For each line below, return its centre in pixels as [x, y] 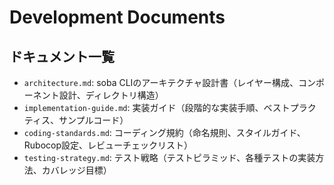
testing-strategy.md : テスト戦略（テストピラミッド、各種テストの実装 [169, 157]
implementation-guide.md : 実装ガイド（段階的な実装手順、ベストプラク [170, 107]
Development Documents [117, 17]
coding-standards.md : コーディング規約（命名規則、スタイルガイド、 [164, 132]
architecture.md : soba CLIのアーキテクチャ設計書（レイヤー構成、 [161, 82]
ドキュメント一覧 [62, 56]
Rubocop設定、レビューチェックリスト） [108, 145]
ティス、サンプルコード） [76, 120]
